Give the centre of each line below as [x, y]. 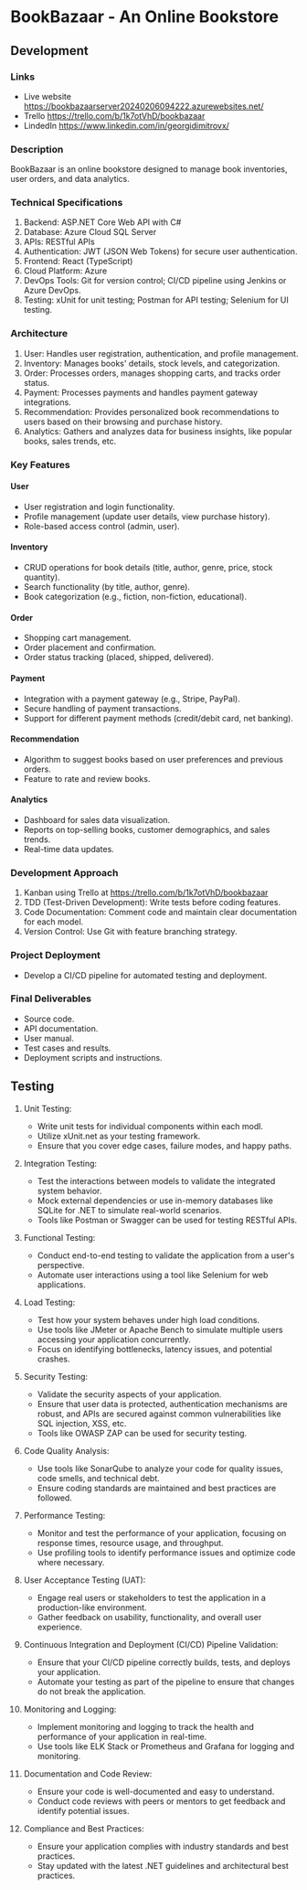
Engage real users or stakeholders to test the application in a [151, 1597]
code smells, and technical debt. [99, 1478]
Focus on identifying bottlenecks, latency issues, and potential [155, 1349]
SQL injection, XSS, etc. [82, 1423]
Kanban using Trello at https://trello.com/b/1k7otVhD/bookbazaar [146, 892]
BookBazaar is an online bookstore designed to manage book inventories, [149, 169]
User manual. [48, 1038]
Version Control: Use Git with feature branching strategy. [130, 932]
